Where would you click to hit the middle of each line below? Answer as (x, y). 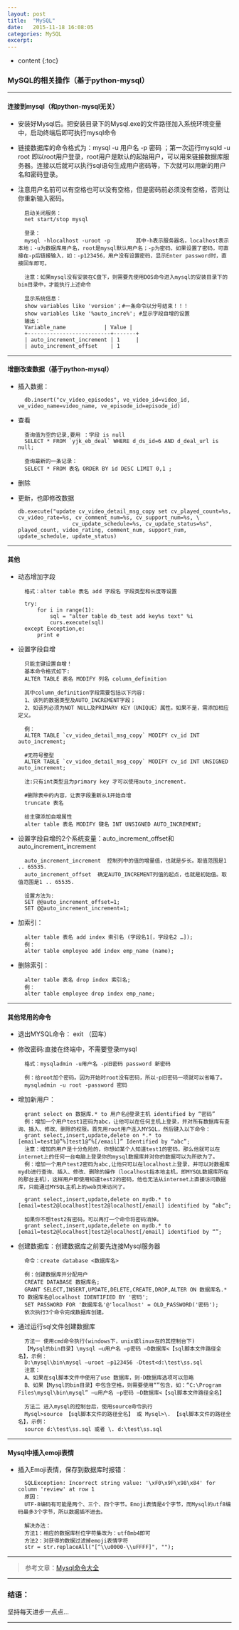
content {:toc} (38, 60)
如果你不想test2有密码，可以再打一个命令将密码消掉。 (93, 1220)
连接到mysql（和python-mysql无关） (63, 107)
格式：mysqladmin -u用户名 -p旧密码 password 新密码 (97, 1064)
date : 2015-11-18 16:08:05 (51, 27)
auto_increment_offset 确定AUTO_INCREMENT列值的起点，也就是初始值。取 (126, 875)
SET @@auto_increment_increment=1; (77, 909)
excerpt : (20, 41)
